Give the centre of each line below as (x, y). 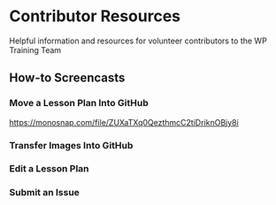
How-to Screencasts (67, 78)
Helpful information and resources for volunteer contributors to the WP (138, 41)
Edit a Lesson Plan (50, 169)
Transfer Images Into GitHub (71, 145)
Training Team (35, 49)
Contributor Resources (95, 16)
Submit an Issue (44, 193)
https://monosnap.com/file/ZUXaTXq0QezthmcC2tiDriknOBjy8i (124, 122)
